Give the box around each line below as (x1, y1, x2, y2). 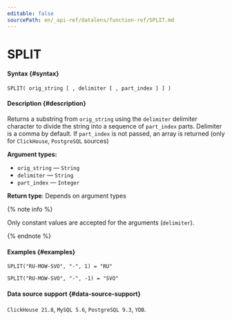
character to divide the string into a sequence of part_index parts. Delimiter (7, 122, 222, 131)
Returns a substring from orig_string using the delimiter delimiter (7, 115, 198, 123)
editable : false (7, 10, 54, 17)
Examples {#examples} (7, 247, 76, 256)
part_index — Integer (17, 178, 80, 187)
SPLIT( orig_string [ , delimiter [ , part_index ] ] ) (7, 84, 171, 92)
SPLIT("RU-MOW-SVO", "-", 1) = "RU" (7, 263, 113, 270)
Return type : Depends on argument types (7, 191, 126, 200)
